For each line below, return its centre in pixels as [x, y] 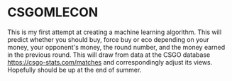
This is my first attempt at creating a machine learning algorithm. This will [115, 32]
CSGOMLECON [53, 12]
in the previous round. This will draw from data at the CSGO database [109, 55]
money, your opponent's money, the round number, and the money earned [116, 47]
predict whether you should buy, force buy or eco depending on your [108, 39]
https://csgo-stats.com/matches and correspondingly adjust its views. [110, 62]
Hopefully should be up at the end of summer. [74, 70]
